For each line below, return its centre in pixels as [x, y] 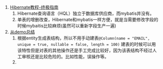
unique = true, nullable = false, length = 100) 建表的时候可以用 [86, 44]
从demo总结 [22, 32]
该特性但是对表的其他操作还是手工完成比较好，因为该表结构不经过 [85, 50]
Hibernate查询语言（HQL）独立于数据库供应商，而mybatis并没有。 [86, 13]
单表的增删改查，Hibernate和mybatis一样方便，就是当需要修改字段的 [88, 19]
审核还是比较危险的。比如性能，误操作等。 [65, 56]
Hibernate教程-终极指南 [34, 7]
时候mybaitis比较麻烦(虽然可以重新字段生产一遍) [67, 26]
